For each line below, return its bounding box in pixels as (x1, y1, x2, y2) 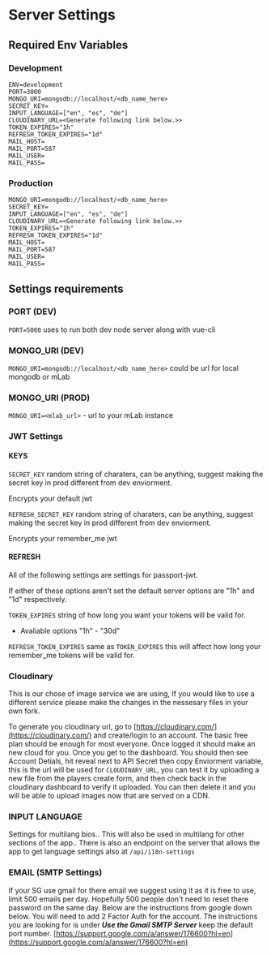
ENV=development (8, 80, 63, 88)
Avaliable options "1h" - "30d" (19, 626, 121, 635)
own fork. (8, 706, 40, 716)
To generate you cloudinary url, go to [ (8, 722, 137, 732)
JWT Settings (8, 431, 63, 442)
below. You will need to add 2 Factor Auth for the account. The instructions (8, 911, 258, 921)
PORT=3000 (8, 88, 42, 96)
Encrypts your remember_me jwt (8, 533, 117, 543)
